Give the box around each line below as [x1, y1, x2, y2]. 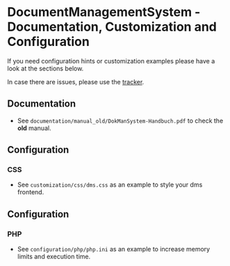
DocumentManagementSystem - [7, 4, 201, 20]
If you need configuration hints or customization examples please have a [7, 56, 215, 65]
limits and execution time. [17, 252, 91, 261]
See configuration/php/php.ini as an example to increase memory [17, 245, 211, 253]
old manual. [17, 123, 51, 132]
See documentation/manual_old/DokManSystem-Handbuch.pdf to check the [17, 116, 224, 125]
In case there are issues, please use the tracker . [7, 77, 145, 86]
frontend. [17, 188, 44, 196]
